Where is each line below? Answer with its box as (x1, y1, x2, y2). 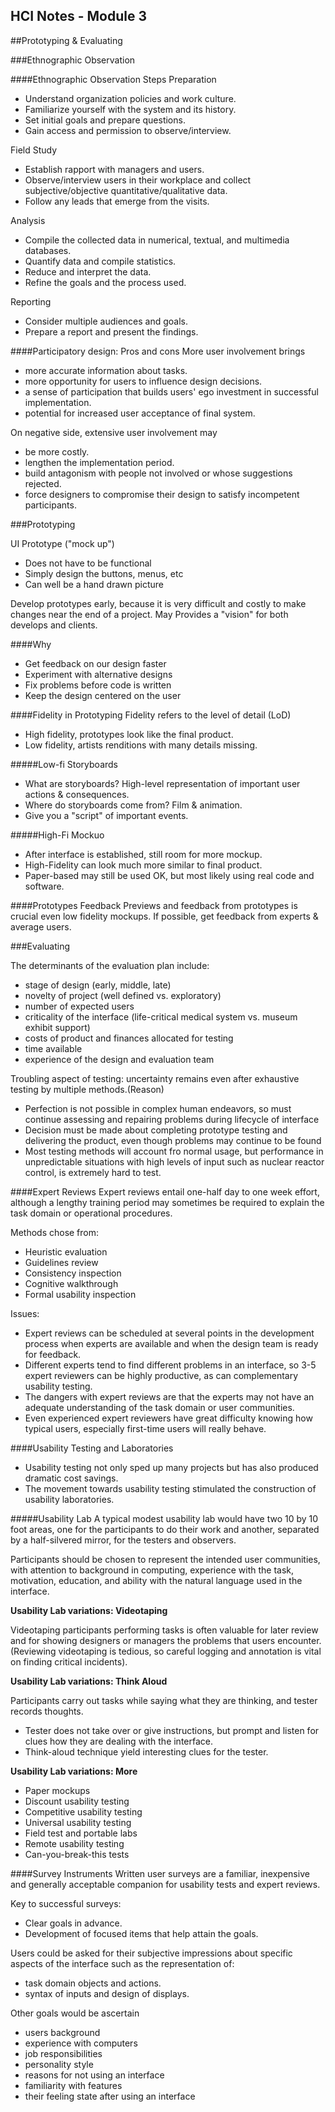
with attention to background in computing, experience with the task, (10, 1564, 295, 1576)
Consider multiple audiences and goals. (24, 315, 189, 327)
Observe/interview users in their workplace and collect (24, 174, 252, 186)
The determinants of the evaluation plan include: (10, 959, 210, 971)
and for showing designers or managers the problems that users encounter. (10, 1634, 322, 1646)
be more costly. (24, 445, 90, 458)
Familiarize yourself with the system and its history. (24, 103, 237, 115)
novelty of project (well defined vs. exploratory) (24, 989, 222, 1001)
